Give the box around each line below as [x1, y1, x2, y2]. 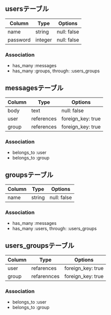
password [7, 36, 31, 43]
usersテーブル [5, 4, 49, 13]
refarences [31, 265, 57, 272]
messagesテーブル [5, 84, 63, 92]
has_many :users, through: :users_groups [12, 226, 97, 232]
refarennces [31, 273, 60, 280]
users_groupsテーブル [5, 241, 74, 250]
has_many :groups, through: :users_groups [12, 68, 100, 74]
